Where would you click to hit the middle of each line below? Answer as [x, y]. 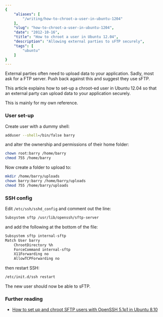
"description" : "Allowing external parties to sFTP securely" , [79, 42]
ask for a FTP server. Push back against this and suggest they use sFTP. [77, 79]
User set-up [19, 115]
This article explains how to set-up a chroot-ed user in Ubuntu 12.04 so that [81, 88]
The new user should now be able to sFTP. [48, 286]
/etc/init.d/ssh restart [30, 277]
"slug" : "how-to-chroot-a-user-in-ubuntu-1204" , [64, 28]
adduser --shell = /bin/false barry [40, 135]
